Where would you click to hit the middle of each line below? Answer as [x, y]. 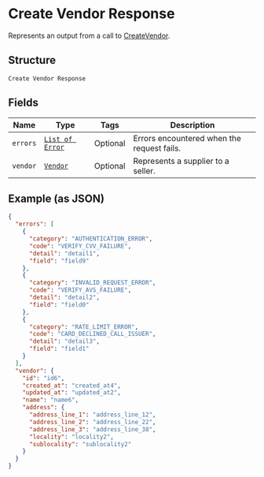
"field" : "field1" [59, 349]
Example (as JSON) [56, 198]
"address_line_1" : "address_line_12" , [92, 415]
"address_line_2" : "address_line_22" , [92, 422]
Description [192, 125]
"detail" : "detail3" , [64, 341]
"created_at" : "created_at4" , [72, 386]
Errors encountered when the [187, 138]
